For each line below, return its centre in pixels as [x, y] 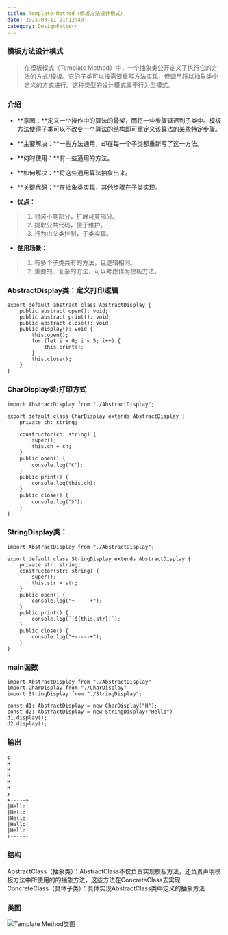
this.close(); [52, 359]
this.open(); [50, 335]
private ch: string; [49, 422]
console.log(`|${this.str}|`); [76, 619]
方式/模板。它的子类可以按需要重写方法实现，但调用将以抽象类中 [127, 76]
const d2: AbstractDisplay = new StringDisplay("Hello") [90, 712]
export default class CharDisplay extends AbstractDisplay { [96, 416]
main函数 [23, 667]
